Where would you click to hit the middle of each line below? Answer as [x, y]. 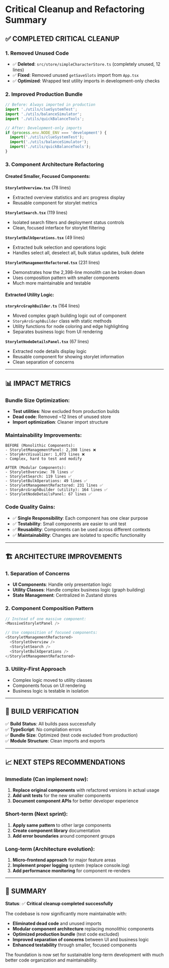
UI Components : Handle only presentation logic [62, 584]
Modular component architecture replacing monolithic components [83, 929]
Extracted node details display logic [50, 351]
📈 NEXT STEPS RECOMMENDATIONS [65, 763]
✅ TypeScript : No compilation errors [43, 729]
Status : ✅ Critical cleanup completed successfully [59, 903]
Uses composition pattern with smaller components [66, 278]
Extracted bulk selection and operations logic [59, 247]
